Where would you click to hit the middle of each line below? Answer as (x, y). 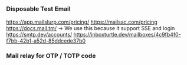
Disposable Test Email (38, 9)
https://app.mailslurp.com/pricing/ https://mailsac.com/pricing (82, 22)
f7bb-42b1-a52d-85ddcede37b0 (46, 41)
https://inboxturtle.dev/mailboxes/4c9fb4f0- (127, 34)
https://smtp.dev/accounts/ (39, 34)
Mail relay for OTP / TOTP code (51, 56)
